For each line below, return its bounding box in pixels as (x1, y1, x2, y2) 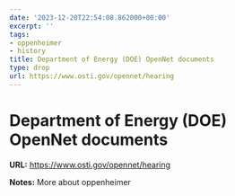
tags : (9, 30, 30, 39)
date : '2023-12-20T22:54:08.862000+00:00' (9, 13, 170, 22)
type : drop (9, 64, 50, 73)
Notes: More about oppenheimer (9, 176, 132, 187)
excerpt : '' (9, 22, 54, 31)
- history (9, 47, 47, 56)
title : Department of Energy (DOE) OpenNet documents (9, 55, 215, 64)
